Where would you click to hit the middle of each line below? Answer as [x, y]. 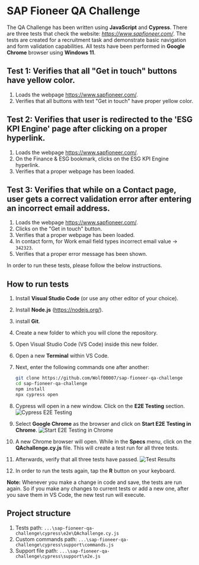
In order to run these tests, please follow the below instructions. [84, 265]
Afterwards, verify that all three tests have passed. [77, 459]
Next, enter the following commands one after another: [82, 367]
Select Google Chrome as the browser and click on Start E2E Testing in [103, 423]
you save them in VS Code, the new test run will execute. [76, 495]
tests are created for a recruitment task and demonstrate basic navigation [97, 40]
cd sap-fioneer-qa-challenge [51, 384]
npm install [30, 389]
